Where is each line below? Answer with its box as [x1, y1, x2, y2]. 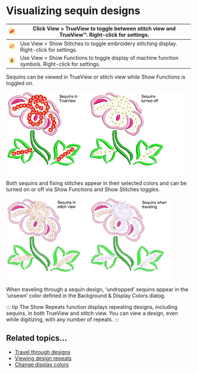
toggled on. [6, 80, 34, 87]
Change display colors [14, 361, 69, 368]
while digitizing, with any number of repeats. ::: [6, 316, 119, 323]
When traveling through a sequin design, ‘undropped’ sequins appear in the [6, 286, 189, 293]
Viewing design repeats [14, 355, 72, 362]
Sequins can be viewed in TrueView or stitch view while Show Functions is [6, 73, 186, 80]
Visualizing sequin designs [6, 4, 141, 18]
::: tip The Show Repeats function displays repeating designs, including [6, 304, 178, 311]
